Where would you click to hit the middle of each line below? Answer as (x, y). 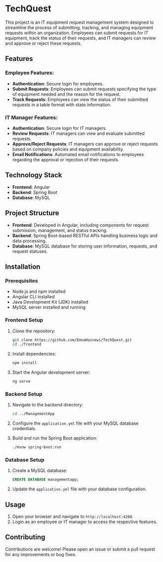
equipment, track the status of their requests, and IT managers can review (81, 38)
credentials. (24, 429)
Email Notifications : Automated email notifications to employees (78, 154)
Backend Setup (24, 394)
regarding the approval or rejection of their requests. (66, 160)
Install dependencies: (34, 354)
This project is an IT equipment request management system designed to (80, 22)
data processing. (29, 241)
